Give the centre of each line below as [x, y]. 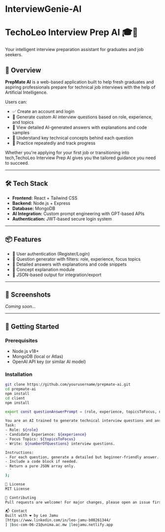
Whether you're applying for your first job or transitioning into [67, 152]
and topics [23, 122]
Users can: [16, 102]
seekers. [14, 55]
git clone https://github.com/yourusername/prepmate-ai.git [68, 385]
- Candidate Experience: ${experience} [46, 435]
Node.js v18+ [26, 351]
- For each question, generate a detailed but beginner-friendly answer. [82, 457]
